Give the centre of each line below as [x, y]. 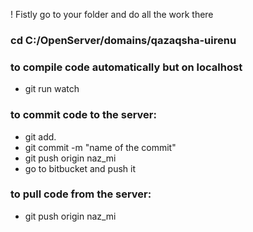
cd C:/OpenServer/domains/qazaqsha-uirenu [123, 40]
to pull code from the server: [81, 194]
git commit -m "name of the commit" [100, 147]
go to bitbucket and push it [80, 168]
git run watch [52, 89]
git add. [40, 136]
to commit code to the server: [83, 115]
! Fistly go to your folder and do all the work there [112, 14]
